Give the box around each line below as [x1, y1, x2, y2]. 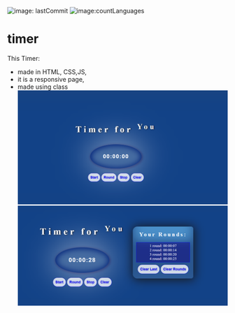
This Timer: [7, 54, 41, 62]
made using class [17, 82, 69, 91]
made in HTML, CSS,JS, [17, 67, 87, 76]
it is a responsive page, [17, 75, 85, 83]
